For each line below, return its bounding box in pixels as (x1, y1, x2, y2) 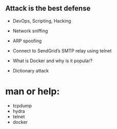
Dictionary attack (12, 67, 49, 73)
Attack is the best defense (5, 4, 91, 13)
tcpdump (12, 102, 32, 108)
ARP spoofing (12, 38, 42, 44)
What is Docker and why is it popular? (12, 58, 93, 64)
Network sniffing (12, 28, 49, 34)
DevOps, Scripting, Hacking (12, 17, 72, 24)
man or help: (5, 86, 60, 97)
